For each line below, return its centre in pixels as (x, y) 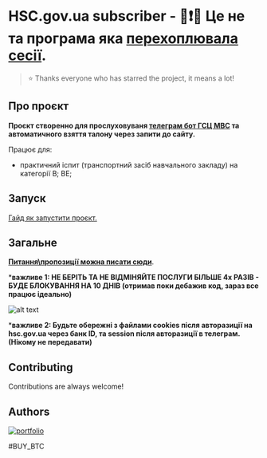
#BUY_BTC (27, 446)
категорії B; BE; (46, 173)
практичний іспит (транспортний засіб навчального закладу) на (129, 164)
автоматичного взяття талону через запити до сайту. (102, 134)
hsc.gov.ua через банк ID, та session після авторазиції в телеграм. (124, 334)
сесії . (27, 55)
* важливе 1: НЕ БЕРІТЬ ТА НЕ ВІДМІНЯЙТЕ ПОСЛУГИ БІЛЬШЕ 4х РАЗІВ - (133, 278)
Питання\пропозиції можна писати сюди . (81, 262)
